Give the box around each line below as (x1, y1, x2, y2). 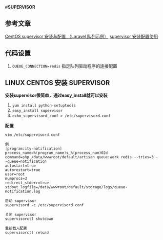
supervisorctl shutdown (5, 217, 54, 221)
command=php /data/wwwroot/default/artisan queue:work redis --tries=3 (5, 155, 154, 160)
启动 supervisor (5, 198, 37, 203)
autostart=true (5, 163, 36, 168)
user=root (5, 172, 25, 177)
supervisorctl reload (5, 230, 49, 235)
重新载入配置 (5, 226, 27, 231)
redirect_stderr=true (5, 180, 49, 185)
